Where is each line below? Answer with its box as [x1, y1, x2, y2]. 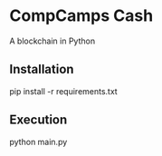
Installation [9, 62, 74, 77]
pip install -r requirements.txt [9, 85, 118, 96]
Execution [9, 112, 68, 128]
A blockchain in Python [9, 35, 96, 46]
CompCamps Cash [9, 5, 154, 26]
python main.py [9, 136, 68, 147]
